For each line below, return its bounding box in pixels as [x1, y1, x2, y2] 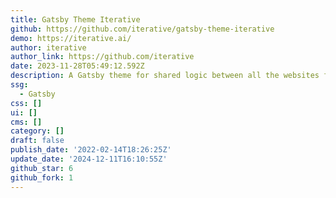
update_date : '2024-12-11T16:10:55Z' [10, 154, 168, 164]
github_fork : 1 [10, 172, 74, 183]
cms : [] [10, 117, 43, 127]
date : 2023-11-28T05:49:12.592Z [10, 61, 145, 71]
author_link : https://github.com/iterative [10, 52, 195, 62]
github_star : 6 [10, 163, 74, 173]
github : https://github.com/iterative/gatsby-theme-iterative [10, 24, 275, 34]
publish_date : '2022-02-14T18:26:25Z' [10, 145, 172, 155]
